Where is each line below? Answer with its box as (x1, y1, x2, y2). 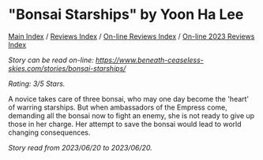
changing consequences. (8, 128, 91, 137)
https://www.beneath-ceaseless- (95, 55, 204, 65)
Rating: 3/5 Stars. (8, 79, 66, 88)
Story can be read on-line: (8, 55, 95, 65)
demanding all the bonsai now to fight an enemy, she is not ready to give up (8, 110, 255, 120)
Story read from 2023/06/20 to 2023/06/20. (8, 143, 152, 152)
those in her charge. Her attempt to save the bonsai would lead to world (8, 119, 242, 128)
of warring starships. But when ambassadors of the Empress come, (8, 102, 227, 112)
